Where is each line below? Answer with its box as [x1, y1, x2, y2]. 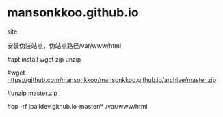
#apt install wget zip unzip [7, 55, 81, 63]
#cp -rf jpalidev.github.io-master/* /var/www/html [7, 102, 148, 110]
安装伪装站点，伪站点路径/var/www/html [7, 41, 122, 49]
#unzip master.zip [7, 89, 58, 97]
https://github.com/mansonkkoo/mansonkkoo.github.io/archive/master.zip [7, 75, 217, 83]
